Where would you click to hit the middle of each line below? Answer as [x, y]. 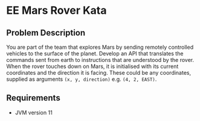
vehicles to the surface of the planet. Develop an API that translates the [95, 54]
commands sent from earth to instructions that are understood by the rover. [100, 60]
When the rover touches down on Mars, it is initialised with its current [92, 66]
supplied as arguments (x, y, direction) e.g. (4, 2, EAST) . [82, 79]
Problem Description [46, 33]
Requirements [33, 98]
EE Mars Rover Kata [56, 11]
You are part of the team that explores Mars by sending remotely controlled [100, 47]
